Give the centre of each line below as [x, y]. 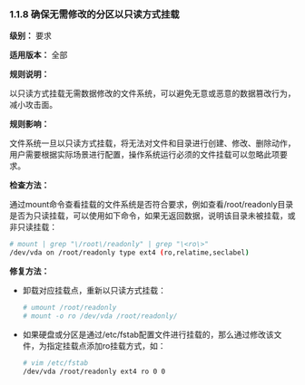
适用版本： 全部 [39, 55]
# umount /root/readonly [69, 308]
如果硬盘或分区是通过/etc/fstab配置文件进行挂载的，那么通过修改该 [148, 334]
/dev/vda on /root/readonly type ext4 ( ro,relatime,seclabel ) [129, 253]
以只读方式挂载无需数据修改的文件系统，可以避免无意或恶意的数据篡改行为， [152, 93]
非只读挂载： [33, 227]
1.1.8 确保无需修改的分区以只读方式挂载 [94, 14]
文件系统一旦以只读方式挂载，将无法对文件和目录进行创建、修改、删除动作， [152, 143]
